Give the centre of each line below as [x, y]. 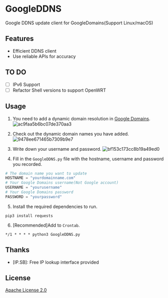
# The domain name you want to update [46, 173]
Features [19, 39]
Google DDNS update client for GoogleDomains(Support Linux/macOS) [79, 23]
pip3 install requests [29, 216]
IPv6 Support [26, 84]
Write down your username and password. [57, 149]
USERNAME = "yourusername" [34, 188]
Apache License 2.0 [26, 290]
